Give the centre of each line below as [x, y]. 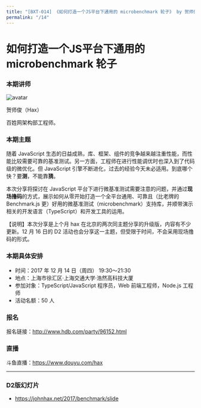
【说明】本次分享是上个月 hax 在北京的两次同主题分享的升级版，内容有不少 [99, 224]
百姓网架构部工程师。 [32, 122]
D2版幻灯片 [23, 385]
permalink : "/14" [28, 17]
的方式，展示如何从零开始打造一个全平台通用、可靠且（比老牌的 [100, 197]
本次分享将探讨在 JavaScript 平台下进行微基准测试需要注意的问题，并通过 [97, 189]
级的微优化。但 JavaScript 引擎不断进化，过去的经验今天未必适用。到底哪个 [100, 169]
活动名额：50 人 [35, 300]
